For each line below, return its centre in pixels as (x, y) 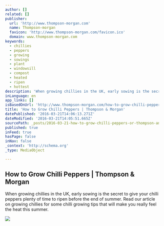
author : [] (16, 10)
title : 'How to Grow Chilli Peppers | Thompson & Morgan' (65, 110)
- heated (18, 78)
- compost (19, 73)
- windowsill (23, 69)
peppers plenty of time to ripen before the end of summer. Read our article (80, 199)
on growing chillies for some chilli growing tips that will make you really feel (81, 204)
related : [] (17, 14)
